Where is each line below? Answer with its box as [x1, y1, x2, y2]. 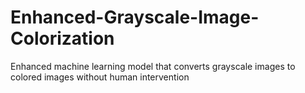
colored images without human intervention [10, 71, 190, 83]
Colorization [10, 27, 115, 50]
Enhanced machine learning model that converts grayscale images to [10, 60, 296, 72]
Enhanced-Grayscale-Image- [10, 6, 260, 29]
